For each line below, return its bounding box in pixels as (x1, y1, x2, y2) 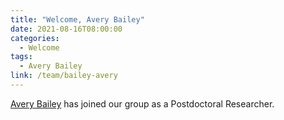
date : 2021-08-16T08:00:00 (10, 24, 123, 34)
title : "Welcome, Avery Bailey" (10, 14, 145, 25)
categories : (10, 33, 60, 43)
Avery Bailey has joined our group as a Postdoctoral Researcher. (10, 97, 275, 110)
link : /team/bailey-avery (10, 71, 118, 81)
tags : (10, 52, 33, 62)
